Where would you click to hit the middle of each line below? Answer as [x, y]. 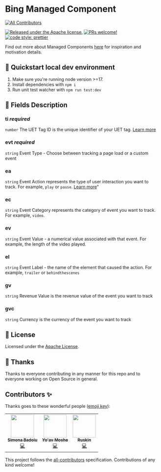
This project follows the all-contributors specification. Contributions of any [80, 460]
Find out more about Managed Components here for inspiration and [73, 47]
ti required [18, 119]
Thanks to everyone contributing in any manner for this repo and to [73, 374]
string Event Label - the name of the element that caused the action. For [79, 267]
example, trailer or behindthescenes [42, 273]
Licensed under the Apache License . [42, 347]
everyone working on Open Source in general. [51, 379]
